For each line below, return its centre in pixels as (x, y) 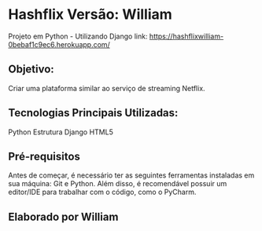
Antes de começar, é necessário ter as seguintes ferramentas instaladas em (131, 175)
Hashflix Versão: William (90, 15)
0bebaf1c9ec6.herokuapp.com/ (59, 44)
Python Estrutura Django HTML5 (61, 132)
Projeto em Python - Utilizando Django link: (78, 36)
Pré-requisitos (44, 156)
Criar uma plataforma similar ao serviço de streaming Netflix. (107, 88)
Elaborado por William (63, 216)
